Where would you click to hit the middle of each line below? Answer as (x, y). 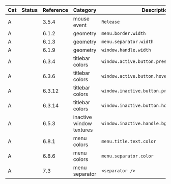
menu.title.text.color (129, 141)
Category (85, 10)
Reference (55, 10)
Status (30, 10)
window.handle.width (126, 50)
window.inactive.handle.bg (134, 123)
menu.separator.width (127, 42)
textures (83, 130)
